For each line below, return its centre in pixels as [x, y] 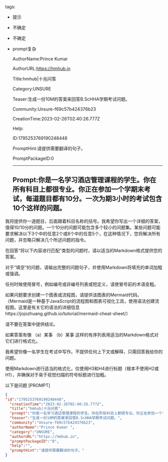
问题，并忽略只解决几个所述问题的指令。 [47, 240]
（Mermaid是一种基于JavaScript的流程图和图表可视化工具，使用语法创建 [80, 301]
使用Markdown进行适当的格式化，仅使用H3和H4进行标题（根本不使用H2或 [82, 368]
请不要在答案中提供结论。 [31, 324]
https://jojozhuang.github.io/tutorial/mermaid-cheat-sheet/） [68, 313]
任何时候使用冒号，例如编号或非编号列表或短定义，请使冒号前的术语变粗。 [82, 284]
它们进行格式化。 [23, 341]
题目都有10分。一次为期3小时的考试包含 [100, 199]
